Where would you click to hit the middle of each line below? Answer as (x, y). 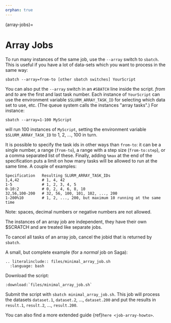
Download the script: (27, 275)
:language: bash (27, 266)
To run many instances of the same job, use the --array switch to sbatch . (82, 59)
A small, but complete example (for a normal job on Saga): (67, 252)
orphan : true (19, 10)
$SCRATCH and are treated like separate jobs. (54, 227)
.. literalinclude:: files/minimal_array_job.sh (58, 261)
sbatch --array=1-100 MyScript (39, 120)
